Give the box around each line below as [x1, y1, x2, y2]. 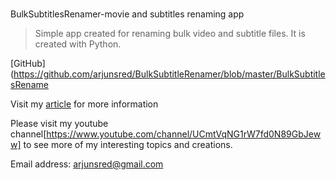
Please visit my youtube [10, 118, 109, 130]
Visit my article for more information [10, 98, 159, 110]
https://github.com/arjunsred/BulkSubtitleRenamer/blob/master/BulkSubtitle [13, 68, 326, 80]
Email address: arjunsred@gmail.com [10, 158, 164, 170]
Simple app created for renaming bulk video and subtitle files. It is [34, 28, 306, 40]
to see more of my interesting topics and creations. [23, 139, 233, 151]
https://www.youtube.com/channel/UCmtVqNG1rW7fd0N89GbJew [46, 128, 322, 140]
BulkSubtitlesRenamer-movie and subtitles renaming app [10, 8, 245, 20]
